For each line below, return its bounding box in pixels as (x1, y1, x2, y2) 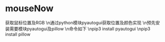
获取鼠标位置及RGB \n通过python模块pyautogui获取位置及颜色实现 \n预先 (5, 20, 156, 25)
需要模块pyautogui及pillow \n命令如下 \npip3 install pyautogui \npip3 (9, 25, 151, 32)
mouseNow (5, 3, 54, 14)
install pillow (5, 31, 31, 37)
